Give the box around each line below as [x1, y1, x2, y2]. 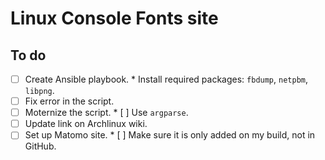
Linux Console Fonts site [10, 7, 219, 30]
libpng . [24, 85, 55, 97]
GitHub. [24, 140, 57, 152]
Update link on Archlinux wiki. [24, 118, 148, 130]
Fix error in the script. [24, 95, 115, 107]
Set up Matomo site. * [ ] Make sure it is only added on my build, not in [24, 129, 316, 141]
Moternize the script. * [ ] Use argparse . [24, 107, 189, 119]
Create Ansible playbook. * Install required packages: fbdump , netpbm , [24, 73, 309, 85]
